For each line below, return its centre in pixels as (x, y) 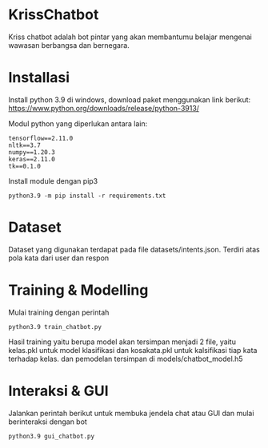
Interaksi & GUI (59, 391)
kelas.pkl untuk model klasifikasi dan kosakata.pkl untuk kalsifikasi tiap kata (133, 350)
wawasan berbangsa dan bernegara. (69, 45)
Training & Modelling (78, 290)
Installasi (39, 78)
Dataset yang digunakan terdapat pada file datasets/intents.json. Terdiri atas (134, 249)
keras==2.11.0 (32, 159)
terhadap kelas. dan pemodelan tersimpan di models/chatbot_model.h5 (126, 359)
